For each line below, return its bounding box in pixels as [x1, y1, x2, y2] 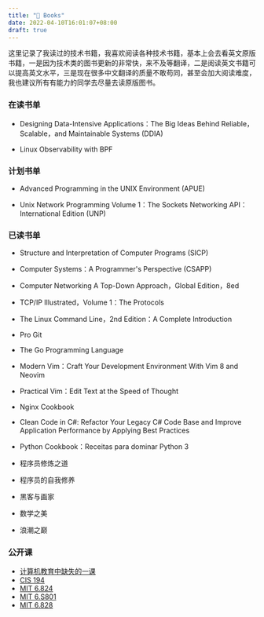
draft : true [8, 26, 47, 34]
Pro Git [19, 330, 42, 340]
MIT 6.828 [19, 600, 53, 609]
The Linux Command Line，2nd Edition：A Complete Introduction [19, 315, 233, 324]
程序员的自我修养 [19, 476, 75, 485]
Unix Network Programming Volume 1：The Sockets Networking [19, 199, 228, 209]
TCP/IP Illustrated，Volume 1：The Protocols [19, 298, 165, 307]
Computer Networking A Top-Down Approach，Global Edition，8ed [19, 281, 240, 290]
